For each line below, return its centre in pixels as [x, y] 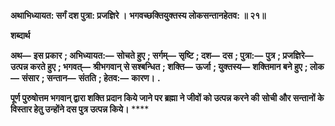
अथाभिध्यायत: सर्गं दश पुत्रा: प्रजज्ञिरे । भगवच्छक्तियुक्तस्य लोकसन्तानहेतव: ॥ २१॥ [138, 15]
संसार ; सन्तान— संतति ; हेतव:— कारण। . [91, 78]
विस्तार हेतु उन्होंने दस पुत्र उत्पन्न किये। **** [80, 109]
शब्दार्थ [20, 35]
